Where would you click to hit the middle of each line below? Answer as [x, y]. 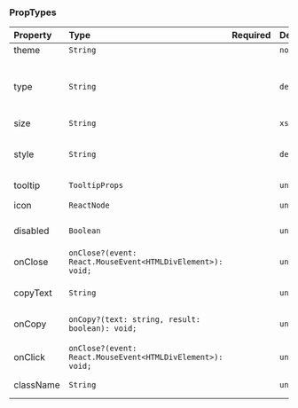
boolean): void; [103, 329]
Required [251, 35]
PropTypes [33, 12]
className [37, 385]
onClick [30, 357]
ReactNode [89, 205]
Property [33, 35]
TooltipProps [96, 185]
